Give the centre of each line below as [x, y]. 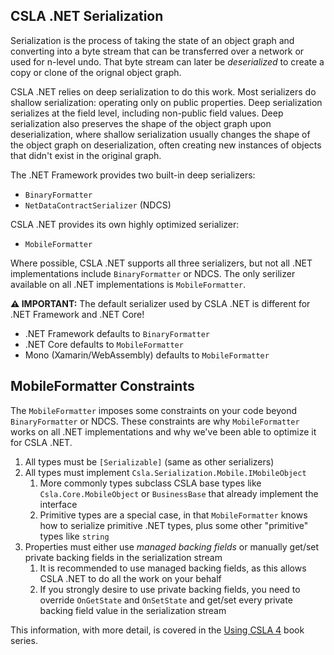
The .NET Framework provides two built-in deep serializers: [133, 175]
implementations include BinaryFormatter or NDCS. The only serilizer [153, 273]
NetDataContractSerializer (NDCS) [98, 205]
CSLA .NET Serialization [87, 16]
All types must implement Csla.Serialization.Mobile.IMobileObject [165, 472]
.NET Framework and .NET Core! [77, 314]
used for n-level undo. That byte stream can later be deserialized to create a [167, 61]
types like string [74, 536]
